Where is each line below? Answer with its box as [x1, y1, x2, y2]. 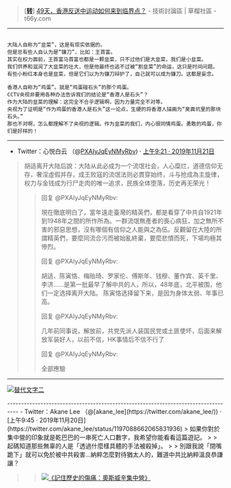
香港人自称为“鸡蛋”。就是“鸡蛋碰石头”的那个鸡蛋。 [7, 84, 133, 91]
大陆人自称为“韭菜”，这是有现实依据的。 [7, 41, 106, 48]
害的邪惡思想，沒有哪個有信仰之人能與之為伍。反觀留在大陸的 [41, 225, 217, 233]
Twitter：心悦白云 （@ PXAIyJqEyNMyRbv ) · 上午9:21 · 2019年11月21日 [16, 147, 215, 155]
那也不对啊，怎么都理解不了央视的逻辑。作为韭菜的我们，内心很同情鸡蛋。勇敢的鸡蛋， [7, 120, 217, 127]
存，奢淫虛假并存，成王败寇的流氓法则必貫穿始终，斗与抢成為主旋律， [23, 170, 223, 178]
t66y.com [23, 14, 52, 23]
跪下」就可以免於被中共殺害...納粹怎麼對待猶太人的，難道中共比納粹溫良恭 [7, 450, 218, 458]
